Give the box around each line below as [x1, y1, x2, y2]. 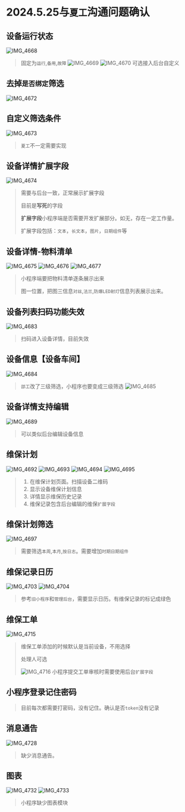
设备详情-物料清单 [6, 246, 73, 257]
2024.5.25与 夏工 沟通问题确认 [6, 5, 150, 19]
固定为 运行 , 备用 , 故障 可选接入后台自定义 [20, 60, 180, 66]
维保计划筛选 [6, 519, 54, 529]
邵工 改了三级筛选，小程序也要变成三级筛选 [20, 382, 124, 390]
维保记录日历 [6, 567, 54, 577]
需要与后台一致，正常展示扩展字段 [20, 189, 105, 196]
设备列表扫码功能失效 [6, 307, 84, 317]
